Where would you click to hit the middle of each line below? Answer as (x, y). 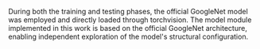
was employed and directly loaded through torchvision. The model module (130, 20)
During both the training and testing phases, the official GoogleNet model (128, 11)
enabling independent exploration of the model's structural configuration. (128, 36)
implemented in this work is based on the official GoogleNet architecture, (128, 28)
